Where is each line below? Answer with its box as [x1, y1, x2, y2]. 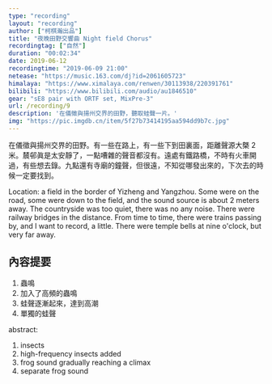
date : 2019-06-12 [8, 57, 67, 65]
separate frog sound [19, 365, 89, 376]
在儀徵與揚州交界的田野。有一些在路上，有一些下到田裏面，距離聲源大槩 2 [8, 140, 257, 150]
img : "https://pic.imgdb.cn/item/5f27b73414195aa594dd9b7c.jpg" [8, 117, 230, 125]
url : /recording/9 [8, 102, 70, 110]
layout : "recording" [8, 19, 79, 27]
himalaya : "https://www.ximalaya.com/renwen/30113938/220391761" [8, 79, 233, 87]
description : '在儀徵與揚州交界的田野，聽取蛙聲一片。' [8, 110, 178, 118]
